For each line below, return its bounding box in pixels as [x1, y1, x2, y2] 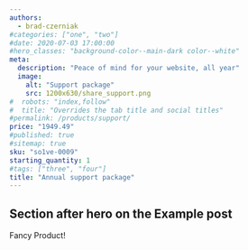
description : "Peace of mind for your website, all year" [17, 64, 241, 73]
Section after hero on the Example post [9, 206, 233, 221]
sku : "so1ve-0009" [9, 147, 78, 156]
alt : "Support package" [25, 80, 115, 89]
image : [17, 72, 42, 81]
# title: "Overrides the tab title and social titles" [9, 106, 224, 115]
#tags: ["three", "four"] [9, 164, 106, 173]
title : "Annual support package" [9, 172, 135, 181]
